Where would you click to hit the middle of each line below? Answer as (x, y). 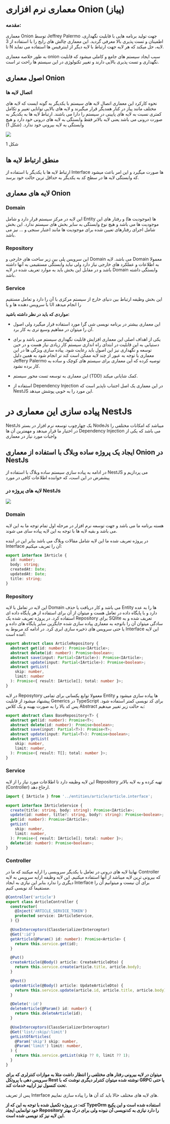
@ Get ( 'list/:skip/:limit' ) (39, 1032)
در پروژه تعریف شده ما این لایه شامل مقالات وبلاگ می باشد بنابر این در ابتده (77, 541)
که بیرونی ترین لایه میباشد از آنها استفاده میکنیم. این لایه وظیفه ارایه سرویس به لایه (83, 877)
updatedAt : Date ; (29, 574)
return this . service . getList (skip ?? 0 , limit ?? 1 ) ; (72, 1056)
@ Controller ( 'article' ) (31, 897)
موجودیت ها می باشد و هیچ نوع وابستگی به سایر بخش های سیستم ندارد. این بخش (82, 224)
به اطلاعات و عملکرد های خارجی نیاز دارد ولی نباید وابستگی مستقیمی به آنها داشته (82, 264)
